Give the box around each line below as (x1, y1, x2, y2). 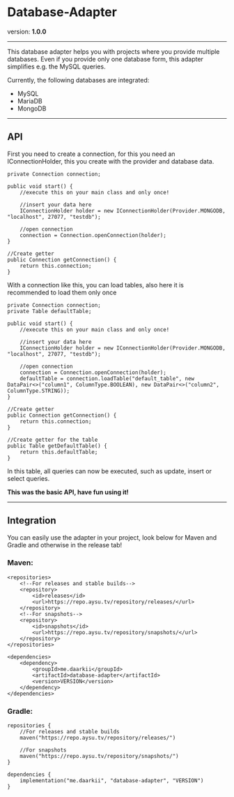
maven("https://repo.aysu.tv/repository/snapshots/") (19, 753, 179, 760)
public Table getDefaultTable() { (7, 442, 108, 450)
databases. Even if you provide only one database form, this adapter (7, 55, 204, 63)
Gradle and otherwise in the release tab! (7, 540, 123, 549)
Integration (7, 515, 57, 526)
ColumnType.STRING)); (7, 387, 70, 394)
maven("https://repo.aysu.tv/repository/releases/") (19, 735, 176, 742)
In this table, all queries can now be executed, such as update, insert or (7, 466, 212, 475)
